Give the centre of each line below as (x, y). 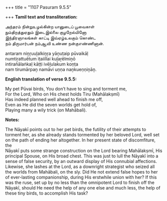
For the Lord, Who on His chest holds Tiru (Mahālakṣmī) (63, 94)
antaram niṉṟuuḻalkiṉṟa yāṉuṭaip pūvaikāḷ (47, 53)
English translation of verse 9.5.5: (41, 79)
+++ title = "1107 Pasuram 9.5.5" (38, 7)
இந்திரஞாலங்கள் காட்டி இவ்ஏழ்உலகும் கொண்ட (51, 38)
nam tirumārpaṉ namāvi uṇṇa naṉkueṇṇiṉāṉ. (51, 69)
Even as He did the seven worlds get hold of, (51, 105)
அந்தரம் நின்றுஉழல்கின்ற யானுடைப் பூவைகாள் (50, 26)
